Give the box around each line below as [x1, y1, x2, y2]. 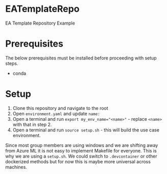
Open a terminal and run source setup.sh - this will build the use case [12, 126, 160, 133]
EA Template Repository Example [5, 20, 75, 26]
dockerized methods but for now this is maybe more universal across [5, 158, 151, 164]
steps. [5, 60, 18, 67]
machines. [5, 164, 27, 170]
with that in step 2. [12, 121, 52, 127]
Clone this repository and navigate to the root [12, 105, 108, 111]
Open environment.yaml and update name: [12, 111, 101, 117]
